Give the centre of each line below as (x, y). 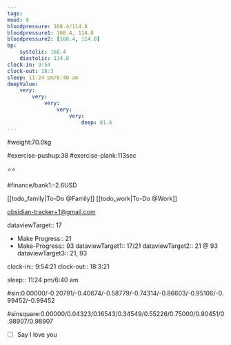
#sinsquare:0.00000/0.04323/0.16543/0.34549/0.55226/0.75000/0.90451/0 (116, 313)
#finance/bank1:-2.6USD (42, 185)
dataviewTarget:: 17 (34, 225)
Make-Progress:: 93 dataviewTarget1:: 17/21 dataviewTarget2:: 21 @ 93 (118, 246)
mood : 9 (18, 20)
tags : (15, 13)
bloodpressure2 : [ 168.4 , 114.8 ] (53, 39)
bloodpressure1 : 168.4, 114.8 (51, 33)
